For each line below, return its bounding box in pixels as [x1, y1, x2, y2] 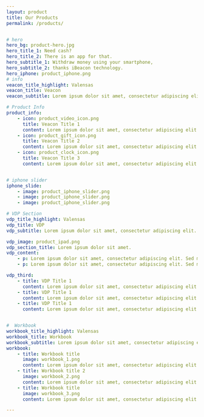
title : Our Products [6, 15, 59, 21]
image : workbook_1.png [22, 357, 80, 363]
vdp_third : [6, 272, 34, 278]
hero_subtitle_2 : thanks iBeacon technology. [6, 65, 123, 71]
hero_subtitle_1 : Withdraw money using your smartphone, [6, 59, 154, 65]
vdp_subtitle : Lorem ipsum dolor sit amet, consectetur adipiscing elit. [6, 228, 197, 234]
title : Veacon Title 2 [22, 138, 80, 144]
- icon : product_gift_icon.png [17, 132, 97, 139]
